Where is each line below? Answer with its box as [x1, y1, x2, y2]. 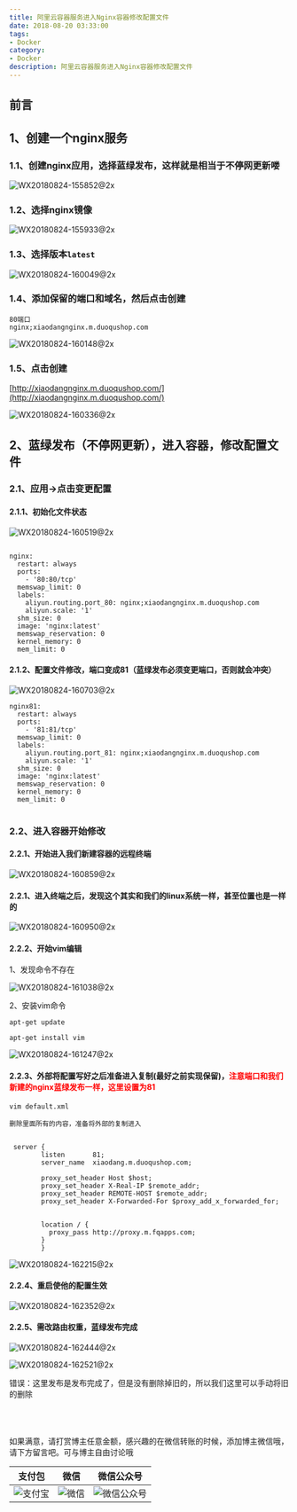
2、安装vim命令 [9, 1000, 66, 1011]
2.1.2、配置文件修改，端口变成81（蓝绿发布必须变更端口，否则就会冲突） [9, 664, 277, 675]
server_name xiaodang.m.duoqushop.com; [41, 1158, 192, 1167]
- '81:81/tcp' [25, 725, 77, 734]
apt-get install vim [9, 1034, 86, 1043]
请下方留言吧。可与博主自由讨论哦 [9, 1447, 134, 1457]
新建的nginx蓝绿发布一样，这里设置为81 [9, 1081, 156, 1092]
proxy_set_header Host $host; [41, 1173, 152, 1182]
